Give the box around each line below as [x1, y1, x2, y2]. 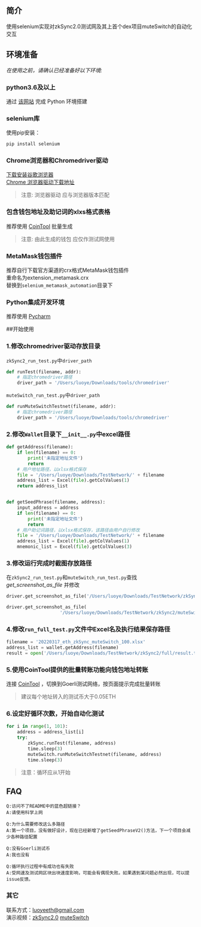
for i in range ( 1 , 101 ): [6, 724, 68, 730]
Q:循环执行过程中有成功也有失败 [6, 863, 74, 870]
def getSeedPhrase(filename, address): [6, 499, 106, 505]
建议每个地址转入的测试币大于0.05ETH [20, 693, 116, 700]
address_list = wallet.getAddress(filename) [6, 644, 119, 651]
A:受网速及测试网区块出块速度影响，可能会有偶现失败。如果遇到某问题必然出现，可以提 [6, 870, 190, 876]
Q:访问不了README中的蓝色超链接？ [6, 803, 81, 809]
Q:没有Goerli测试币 [6, 845, 50, 852]
